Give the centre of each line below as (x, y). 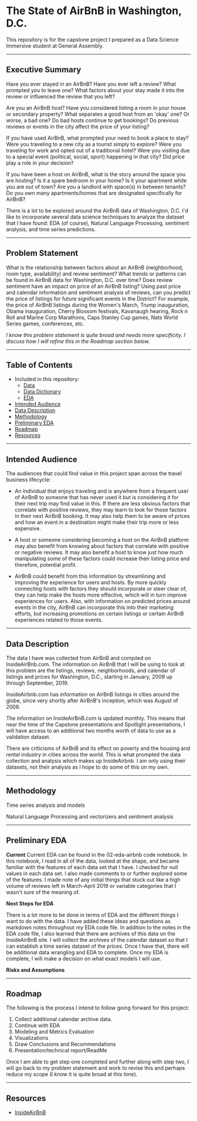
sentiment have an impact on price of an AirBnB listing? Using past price (94, 286)
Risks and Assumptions (35, 969)
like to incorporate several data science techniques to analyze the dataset (95, 217)
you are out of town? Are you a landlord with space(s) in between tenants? (96, 187)
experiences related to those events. (59, 620)
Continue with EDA (37, 1025)
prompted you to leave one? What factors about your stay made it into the (95, 90)
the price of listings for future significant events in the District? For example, (98, 298)
